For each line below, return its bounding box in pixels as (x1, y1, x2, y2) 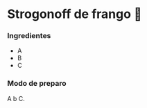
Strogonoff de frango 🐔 (7, 6, 142, 22)
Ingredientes (7, 31, 51, 41)
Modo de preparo (7, 79, 67, 89)
